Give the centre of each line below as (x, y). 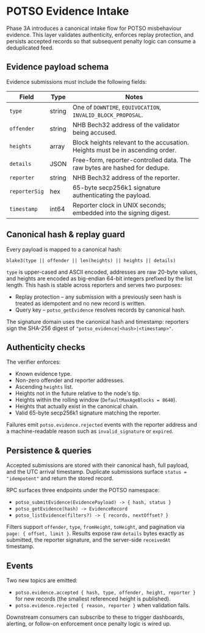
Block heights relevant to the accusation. (131, 142)
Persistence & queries (49, 450)
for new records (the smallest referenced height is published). (93, 599)
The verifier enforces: (34, 362)
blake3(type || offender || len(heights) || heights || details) (91, 260)
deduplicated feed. (30, 48)
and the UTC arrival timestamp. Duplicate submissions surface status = (97, 472)
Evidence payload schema (57, 67)
